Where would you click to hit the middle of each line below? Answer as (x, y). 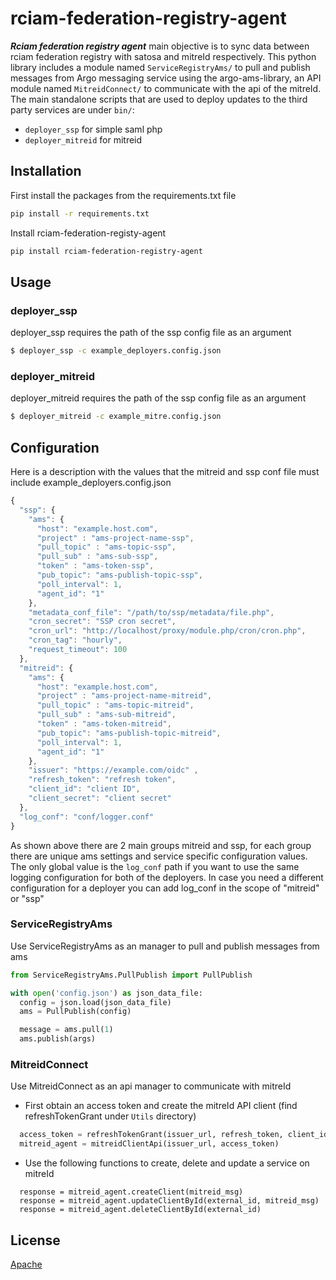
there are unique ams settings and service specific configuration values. (159, 856)
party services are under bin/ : (72, 109)
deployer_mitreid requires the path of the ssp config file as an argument (158, 398)
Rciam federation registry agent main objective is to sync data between (160, 46)
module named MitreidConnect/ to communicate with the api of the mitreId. (166, 88)
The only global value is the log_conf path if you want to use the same (155, 866)
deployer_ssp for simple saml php (93, 129)
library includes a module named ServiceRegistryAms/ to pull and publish (160, 67)
